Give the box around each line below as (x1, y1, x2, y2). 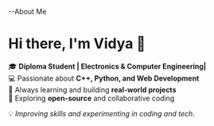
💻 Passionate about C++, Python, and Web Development (8, 73, 200, 83)
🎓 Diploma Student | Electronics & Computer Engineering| (8, 61, 207, 71)
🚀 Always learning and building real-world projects (8, 85, 177, 94)
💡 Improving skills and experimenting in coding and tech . (8, 108, 195, 118)
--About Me (8, 7, 47, 16)
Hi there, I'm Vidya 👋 (8, 35, 146, 53)
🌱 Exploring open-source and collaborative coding (8, 93, 175, 103)
